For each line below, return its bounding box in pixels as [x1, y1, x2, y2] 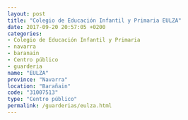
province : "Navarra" [7, 76, 69, 83]
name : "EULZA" [7, 69, 49, 76]
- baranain [7, 50, 40, 57]
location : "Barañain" [7, 83, 71, 90]
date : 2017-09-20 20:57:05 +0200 [7, 23, 106, 30]
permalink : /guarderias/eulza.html [7, 102, 112, 109]
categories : [7, 30, 42, 37]
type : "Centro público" [7, 96, 78, 103]
